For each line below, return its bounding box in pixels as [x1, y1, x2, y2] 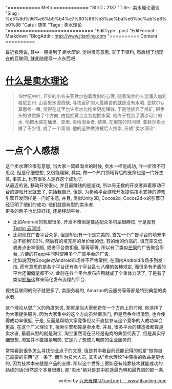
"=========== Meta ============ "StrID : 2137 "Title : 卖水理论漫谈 [5, 5, 160, 10]
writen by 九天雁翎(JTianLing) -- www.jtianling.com [58, 377, 167, 383]
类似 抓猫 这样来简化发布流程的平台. [12, 276, 86, 282]
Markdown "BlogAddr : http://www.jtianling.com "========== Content [5, 33, 158, 39]
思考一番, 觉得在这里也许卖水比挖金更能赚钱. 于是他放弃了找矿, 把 [22, 106, 160, 112]
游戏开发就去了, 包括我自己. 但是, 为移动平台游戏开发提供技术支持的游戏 [14, 189, 165, 195]
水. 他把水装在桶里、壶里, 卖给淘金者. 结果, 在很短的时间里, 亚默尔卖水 [17, 118, 165, 125]
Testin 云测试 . [12, 225, 42, 231]
